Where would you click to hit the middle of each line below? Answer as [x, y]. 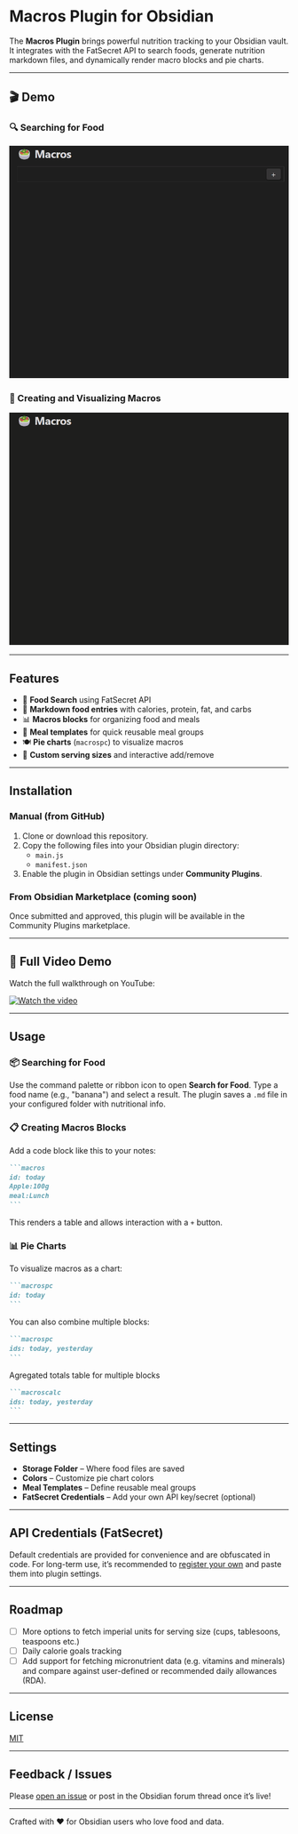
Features [34, 678]
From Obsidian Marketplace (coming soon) [103, 897]
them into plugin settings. [55, 1573]
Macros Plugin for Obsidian [112, 16]
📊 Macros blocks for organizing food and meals [111, 719]
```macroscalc [35, 1392]
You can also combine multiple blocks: [79, 1322]
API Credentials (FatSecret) [86, 1533]
